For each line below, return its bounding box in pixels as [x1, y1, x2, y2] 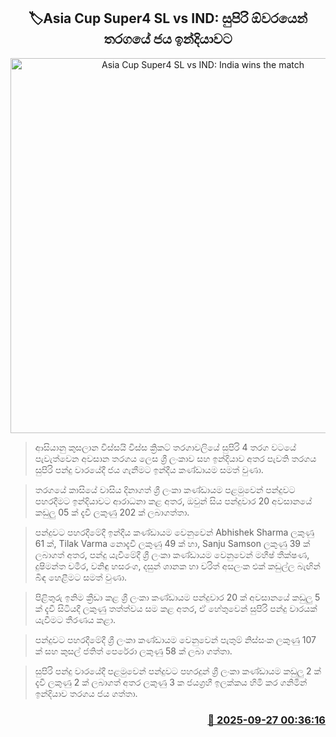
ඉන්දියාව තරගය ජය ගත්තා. [34, 687, 138, 699]
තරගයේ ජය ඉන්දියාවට [103, 31, 233, 48]
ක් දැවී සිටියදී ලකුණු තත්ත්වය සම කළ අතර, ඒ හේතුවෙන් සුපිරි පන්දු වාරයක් [34, 602, 318, 614]
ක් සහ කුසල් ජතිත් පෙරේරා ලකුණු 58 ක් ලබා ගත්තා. [34, 645, 233, 657]
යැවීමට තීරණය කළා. [34, 613, 117, 625]
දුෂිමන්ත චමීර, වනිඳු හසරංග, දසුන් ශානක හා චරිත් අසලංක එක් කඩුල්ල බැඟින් [34, 560, 321, 572]
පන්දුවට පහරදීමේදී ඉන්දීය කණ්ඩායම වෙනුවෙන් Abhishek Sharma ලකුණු [34, 526, 315, 538]
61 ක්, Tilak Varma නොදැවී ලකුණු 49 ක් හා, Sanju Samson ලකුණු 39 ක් [34, 537, 311, 549]
